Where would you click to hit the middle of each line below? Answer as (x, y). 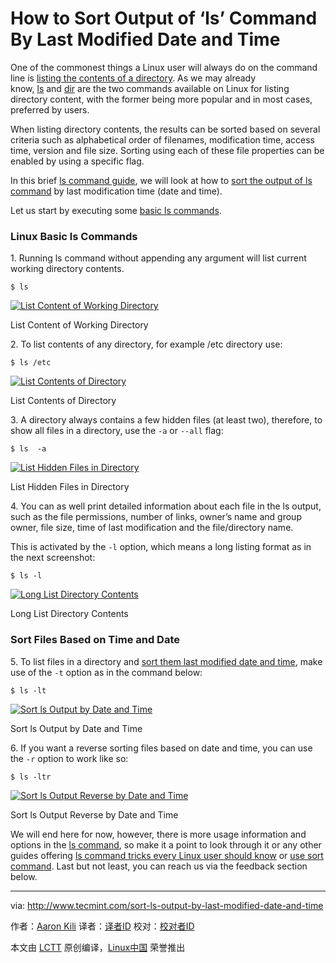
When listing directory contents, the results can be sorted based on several (165, 129)
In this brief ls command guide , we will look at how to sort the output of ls (161, 180)
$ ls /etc (31, 363)
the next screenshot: (53, 558)
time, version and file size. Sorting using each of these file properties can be (167, 150)
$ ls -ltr (31, 777)
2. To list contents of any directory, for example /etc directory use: (146, 344)
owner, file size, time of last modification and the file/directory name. (152, 528)
